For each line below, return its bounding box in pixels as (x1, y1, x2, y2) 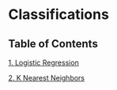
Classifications (8, 6, 109, 24)
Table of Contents (8, 37, 99, 51)
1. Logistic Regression (8, 58, 79, 67)
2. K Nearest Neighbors (8, 73, 85, 82)
